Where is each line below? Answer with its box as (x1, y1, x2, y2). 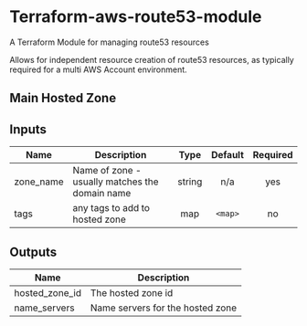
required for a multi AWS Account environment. (9, 64, 187, 75)
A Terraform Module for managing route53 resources (9, 37, 210, 47)
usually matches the (72, 175, 159, 188)
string (177, 175, 203, 188)
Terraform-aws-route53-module (9, 6, 262, 27)
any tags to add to (72, 202, 151, 215)
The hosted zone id (90, 286, 174, 299)
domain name (72, 187, 132, 200)
